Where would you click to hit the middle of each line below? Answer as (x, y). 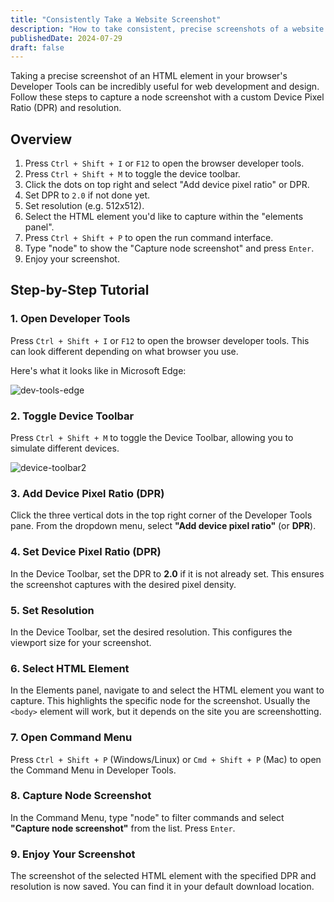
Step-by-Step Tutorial (80, 290)
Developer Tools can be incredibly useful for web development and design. (165, 87)
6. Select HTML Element (70, 668)
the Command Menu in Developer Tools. (93, 770)
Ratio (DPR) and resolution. (66, 108)
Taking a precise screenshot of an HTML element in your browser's (149, 76)
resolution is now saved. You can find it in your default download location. (162, 887)
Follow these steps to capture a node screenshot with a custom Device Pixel (167, 97)
